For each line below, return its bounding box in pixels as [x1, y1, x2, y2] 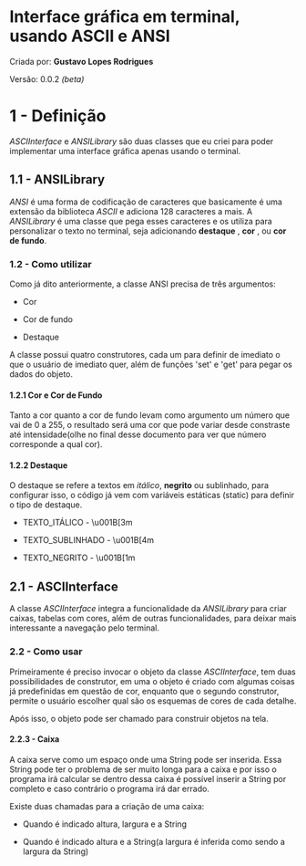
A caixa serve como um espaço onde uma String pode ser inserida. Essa [9, 754, 282, 765]
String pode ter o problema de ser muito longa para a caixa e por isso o [9, 764, 278, 775]
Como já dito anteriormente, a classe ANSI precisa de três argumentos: [9, 278, 276, 289]
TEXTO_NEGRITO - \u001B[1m [22, 552, 136, 563]
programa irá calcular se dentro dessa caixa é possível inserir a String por [9, 773, 287, 784]
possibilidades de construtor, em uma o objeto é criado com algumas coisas [9, 675, 296, 686]
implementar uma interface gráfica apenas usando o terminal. [9, 145, 241, 156]
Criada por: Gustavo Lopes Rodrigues [9, 56, 154, 67]
